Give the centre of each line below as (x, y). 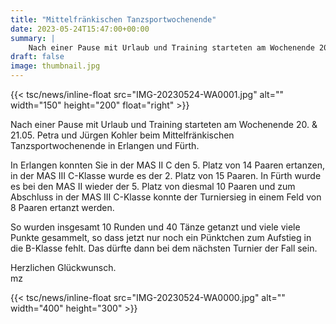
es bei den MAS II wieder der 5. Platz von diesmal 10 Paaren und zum (153, 186)
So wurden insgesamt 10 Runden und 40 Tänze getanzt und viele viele (155, 227)
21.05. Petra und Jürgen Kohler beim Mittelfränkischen (122, 135)
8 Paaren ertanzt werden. (62, 207)
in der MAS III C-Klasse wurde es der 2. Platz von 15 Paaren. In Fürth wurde (166, 175)
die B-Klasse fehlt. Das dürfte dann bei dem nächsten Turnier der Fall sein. (164, 248)
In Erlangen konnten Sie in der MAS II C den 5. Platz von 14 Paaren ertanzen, (167, 165)
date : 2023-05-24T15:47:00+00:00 (80, 29)
